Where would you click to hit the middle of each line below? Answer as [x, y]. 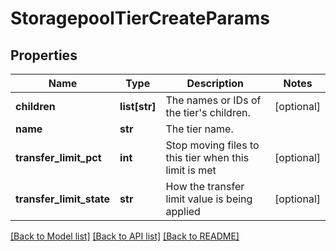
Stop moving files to [212, 145]
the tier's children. [208, 112]
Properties [44, 55]
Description [215, 83]
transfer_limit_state [63, 199]
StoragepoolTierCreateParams [140, 18]
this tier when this [207, 157]
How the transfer [205, 186]
